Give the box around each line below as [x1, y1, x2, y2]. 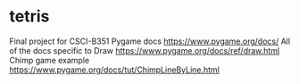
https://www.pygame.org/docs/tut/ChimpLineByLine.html [9, 64, 220, 75]
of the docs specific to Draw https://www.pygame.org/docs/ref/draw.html [9, 45, 280, 55]
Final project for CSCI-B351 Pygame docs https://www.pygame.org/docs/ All [9, 36, 291, 46]
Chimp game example [9, 55, 90, 65]
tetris [9, 6, 50, 27]
